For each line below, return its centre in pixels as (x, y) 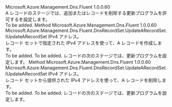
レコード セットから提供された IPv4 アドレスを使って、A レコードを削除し (84, 80)
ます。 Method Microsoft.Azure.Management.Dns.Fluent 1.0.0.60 (83, 62)
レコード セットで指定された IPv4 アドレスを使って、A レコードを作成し (81, 43)
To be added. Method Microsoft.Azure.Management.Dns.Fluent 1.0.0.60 (81, 25)
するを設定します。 (30, 19)
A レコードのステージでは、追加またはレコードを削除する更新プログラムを (84, 13)
